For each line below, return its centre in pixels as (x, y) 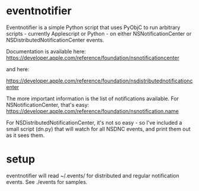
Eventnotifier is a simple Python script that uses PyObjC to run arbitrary (93, 27)
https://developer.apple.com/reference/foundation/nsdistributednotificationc (99, 81)
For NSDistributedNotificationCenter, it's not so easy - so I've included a (94, 122)
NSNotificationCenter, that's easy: (48, 104)
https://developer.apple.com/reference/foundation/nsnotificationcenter (93, 58)
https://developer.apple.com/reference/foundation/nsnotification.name (92, 111)
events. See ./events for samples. (47, 182)
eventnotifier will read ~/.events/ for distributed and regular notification (93, 176)
